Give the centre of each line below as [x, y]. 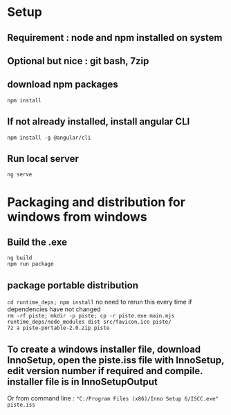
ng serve [20, 175]
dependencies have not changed [54, 309]
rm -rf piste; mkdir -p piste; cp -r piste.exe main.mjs [91, 316]
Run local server [43, 159]
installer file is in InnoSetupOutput [82, 381]
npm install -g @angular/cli [49, 138]
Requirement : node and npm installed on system [115, 38]
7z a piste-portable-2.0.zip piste [58, 328]
